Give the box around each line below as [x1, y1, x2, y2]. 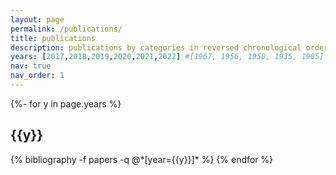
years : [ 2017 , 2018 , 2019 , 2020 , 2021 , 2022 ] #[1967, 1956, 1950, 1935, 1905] [10, 52, 325, 62]
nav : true [10, 61, 52, 71]
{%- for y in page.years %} [10, 97, 122, 110]
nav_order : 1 [10, 71, 65, 81]
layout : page [10, 14, 65, 25]
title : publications [10, 33, 97, 43]
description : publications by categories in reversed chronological [10, 42, 302, 53]
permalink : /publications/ [10, 24, 123, 34]
